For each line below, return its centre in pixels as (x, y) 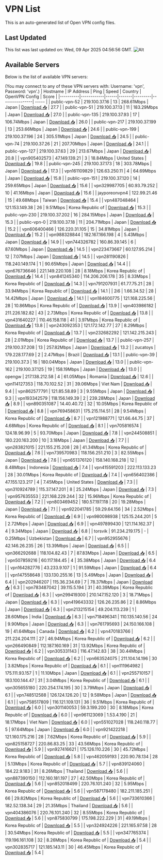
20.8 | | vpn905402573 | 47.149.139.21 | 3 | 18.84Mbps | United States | (76, 158)
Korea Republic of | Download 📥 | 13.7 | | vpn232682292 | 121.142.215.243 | (81, 332)
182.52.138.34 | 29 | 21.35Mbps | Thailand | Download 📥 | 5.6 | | (69, 805)
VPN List (23, 9)
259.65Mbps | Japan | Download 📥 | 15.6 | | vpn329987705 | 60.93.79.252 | (81, 185)
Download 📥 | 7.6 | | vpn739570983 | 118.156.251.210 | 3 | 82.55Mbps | (76, 452)
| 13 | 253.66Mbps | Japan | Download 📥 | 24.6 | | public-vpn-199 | (72, 129)
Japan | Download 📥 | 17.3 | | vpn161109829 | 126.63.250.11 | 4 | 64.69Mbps (81, 171)
